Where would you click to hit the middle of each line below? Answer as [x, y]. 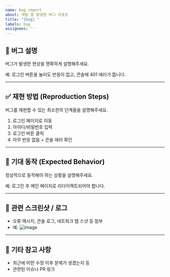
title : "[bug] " [22, 19]
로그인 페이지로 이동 [32, 121]
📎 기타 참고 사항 [28, 249]
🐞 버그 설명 [22, 50]
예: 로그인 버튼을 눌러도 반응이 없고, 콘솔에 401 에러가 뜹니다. [66, 74]
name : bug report [24, 10]
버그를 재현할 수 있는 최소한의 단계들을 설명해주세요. [56, 110]
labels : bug [18, 24]
